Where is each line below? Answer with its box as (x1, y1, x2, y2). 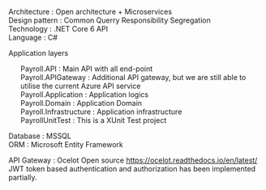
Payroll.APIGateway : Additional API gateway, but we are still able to (19, 73, 247, 82)
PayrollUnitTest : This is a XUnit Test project (19, 116, 167, 125)
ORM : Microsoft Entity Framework (8, 140, 123, 149)
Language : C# (8, 32, 58, 42)
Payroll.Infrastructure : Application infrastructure (19, 107, 182, 116)
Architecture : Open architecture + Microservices (8, 7, 173, 16)
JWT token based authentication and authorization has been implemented (8, 164, 256, 173)
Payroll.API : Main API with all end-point (19, 64, 153, 74)
